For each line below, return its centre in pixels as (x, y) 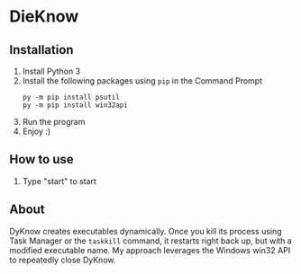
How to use (41, 159)
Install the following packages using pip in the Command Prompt (142, 81)
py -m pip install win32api (75, 105)
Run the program (54, 122)
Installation (41, 50)
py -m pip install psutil (71, 97)
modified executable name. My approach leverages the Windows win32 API (150, 250)
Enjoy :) (36, 131)
